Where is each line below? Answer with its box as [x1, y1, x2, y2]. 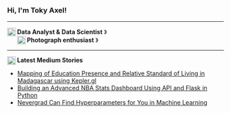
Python [16, 91, 38, 99]
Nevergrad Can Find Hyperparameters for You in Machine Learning [16, 99, 208, 107]
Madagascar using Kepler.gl [16, 77, 97, 85]
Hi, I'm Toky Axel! [7, 5, 67, 15]
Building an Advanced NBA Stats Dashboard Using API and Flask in [16, 84, 208, 92]
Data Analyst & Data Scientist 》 [16, 28, 107, 36]
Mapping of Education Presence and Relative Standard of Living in [16, 69, 205, 77]
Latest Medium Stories [16, 56, 83, 64]
